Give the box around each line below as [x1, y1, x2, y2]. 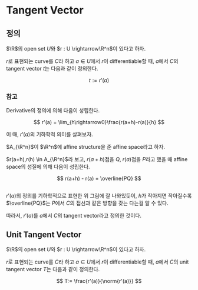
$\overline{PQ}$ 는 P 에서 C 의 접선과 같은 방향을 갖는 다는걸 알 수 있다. [6, 199, 169, 206]
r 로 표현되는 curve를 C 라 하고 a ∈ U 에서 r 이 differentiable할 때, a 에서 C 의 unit [6, 258, 189, 265]
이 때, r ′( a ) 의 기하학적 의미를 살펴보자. [6, 131, 93, 138]
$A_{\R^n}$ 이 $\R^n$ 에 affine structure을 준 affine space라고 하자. [6, 144, 166, 151]
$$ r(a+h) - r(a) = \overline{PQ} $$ [57, 175, 141, 182]
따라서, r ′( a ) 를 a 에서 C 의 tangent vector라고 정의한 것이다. [6, 212, 142, 219]
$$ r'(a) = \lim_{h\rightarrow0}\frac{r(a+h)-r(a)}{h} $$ [33, 119, 165, 126]
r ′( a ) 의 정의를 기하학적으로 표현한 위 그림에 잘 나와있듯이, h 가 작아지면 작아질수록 [6, 192, 192, 199]
